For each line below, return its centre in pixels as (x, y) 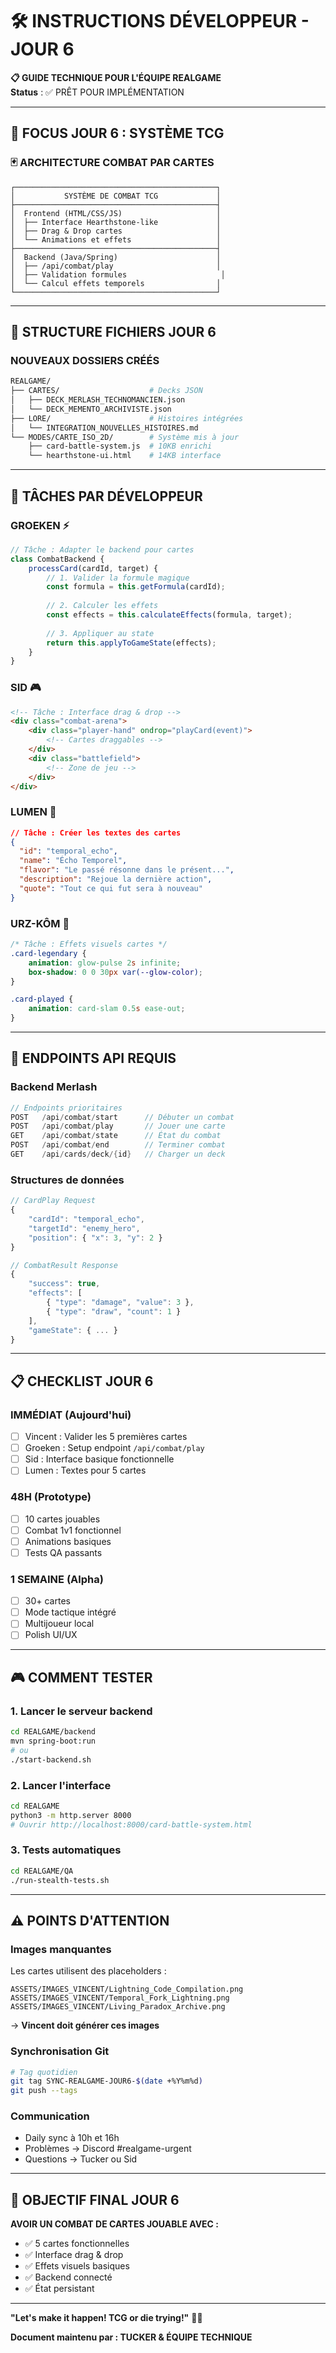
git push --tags (44, 2091)
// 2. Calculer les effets (102, 606)
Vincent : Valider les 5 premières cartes (106, 1437)
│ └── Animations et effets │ (116, 239)
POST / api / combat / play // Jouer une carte (118, 1126)
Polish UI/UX (51, 1635)
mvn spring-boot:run (53, 1741)
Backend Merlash (54, 1087)
